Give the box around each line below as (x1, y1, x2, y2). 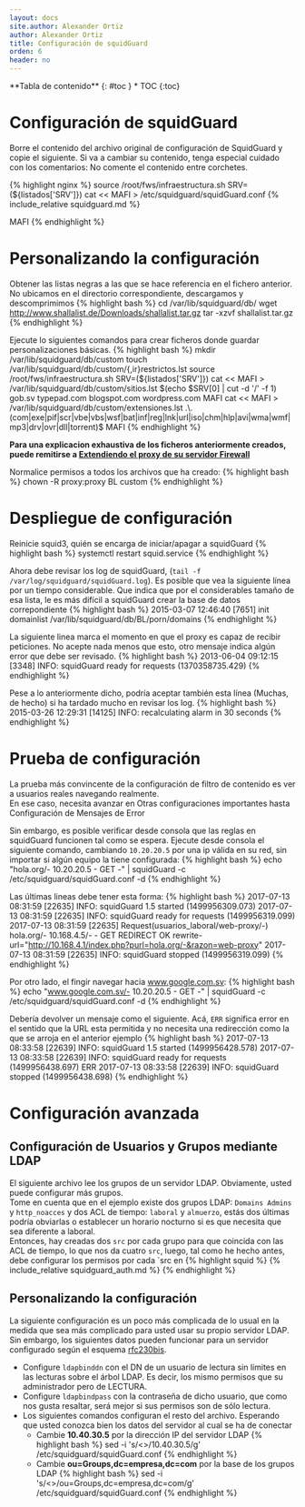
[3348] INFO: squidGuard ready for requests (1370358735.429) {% (9, 660, 261, 671)
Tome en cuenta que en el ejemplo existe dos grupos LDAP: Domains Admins (9, 1197, 292, 1208)
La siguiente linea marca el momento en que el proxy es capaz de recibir (9, 631, 281, 642)
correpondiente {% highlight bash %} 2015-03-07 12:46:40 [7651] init (9, 604, 270, 615)
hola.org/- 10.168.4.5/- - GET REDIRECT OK (9, 929, 171, 940)
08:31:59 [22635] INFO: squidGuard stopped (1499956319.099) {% (33, 949, 284, 959)
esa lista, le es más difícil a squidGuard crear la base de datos (9, 594, 241, 605)
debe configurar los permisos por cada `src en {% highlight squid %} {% (9, 1254, 281, 1265)
